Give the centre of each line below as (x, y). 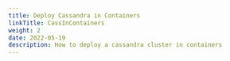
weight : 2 (25, 30)
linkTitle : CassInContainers (57, 23)
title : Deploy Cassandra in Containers (74, 15)
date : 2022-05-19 (37, 38)
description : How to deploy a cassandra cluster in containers (115, 45)
